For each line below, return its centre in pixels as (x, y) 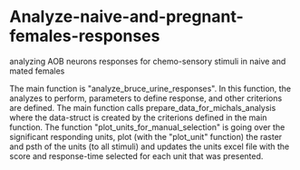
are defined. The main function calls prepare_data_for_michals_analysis (143, 107)
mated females (37, 71)
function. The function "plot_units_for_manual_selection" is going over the (147, 127)
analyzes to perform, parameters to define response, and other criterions (146, 98)
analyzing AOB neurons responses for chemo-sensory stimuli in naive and (148, 61)
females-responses (85, 36)
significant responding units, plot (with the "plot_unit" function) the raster (146, 136)
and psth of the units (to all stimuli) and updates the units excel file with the (150, 146)
